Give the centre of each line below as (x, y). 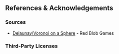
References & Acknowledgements (59, 8)
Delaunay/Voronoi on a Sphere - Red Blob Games (63, 33)
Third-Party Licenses (32, 46)
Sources (15, 22)
